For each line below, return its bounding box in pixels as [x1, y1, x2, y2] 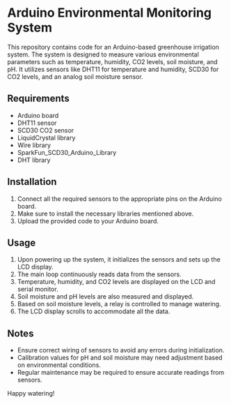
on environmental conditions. [17, 361, 101, 369]
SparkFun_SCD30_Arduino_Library [17, 148, 117, 156]
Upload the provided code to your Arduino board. [17, 216, 159, 225]
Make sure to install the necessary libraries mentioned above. [17, 209, 194, 218]
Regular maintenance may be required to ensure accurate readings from [17, 368, 225, 377]
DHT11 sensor [17, 119, 57, 127]
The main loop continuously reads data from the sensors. [17, 270, 182, 278]
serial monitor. [17, 285, 58, 294]
